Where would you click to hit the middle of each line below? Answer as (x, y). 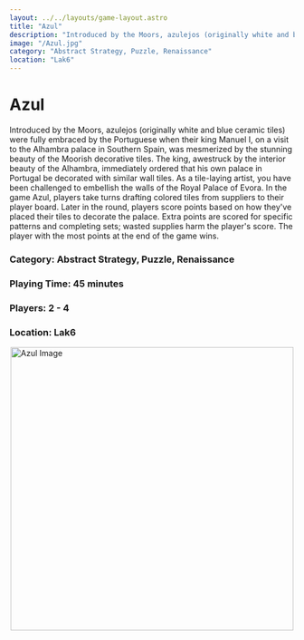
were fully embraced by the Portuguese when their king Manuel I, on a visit (149, 139)
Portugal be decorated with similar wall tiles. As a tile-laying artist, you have (150, 178)
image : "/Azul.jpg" (46, 43)
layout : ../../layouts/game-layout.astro (89, 18)
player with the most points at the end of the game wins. (114, 236)
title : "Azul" (36, 26)
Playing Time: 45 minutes (66, 284)
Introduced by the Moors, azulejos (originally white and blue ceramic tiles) (147, 130)
